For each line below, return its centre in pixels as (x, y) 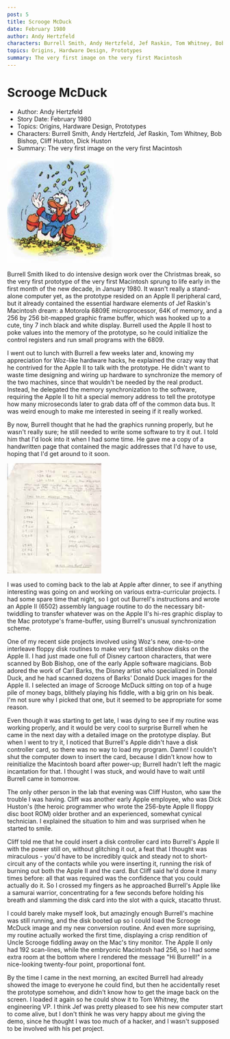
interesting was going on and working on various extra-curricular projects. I (114, 592)
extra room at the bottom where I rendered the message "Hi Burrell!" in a (110, 957)
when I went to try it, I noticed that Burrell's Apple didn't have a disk (103, 742)
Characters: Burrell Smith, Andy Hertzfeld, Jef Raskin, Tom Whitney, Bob (119, 133)
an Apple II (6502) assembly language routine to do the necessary (100, 606)
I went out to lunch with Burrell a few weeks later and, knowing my (101, 353)
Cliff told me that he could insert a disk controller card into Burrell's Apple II (113, 841)
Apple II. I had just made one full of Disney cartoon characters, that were (110, 656)
